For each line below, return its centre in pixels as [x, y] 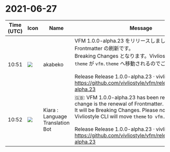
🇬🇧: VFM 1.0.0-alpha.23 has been [117, 97]
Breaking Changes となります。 [112, 56]
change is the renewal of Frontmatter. [119, 103]
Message [141, 28]
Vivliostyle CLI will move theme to [114, 116]
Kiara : [51, 110]
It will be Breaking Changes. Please [116, 110]
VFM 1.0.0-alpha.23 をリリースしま [118, 41]
